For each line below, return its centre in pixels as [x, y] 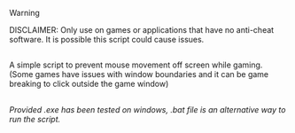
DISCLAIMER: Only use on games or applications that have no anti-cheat [142, 30]
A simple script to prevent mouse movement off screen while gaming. [136, 65]
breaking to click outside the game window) [89, 84]
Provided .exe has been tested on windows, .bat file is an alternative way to [147, 109]
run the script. [35, 119]
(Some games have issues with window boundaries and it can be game [139, 74]
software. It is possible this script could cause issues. [107, 39]
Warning [24, 13]
